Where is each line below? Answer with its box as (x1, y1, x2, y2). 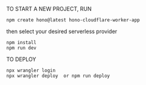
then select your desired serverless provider (6, 28, 117, 35)
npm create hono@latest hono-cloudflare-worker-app (6, 17, 140, 23)
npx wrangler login (6, 67, 56, 73)
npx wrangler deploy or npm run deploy (6, 73, 111, 79)
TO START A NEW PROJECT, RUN (6, 6, 92, 12)
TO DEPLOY (6, 56, 36, 63)
